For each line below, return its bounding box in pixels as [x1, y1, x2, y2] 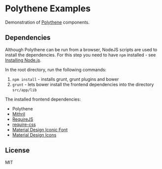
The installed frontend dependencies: [5, 96, 81, 102]
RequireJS [12, 116, 33, 122]
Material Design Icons [12, 132, 56, 138]
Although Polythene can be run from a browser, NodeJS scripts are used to [5, 46, 158, 52]
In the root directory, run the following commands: [5, 67, 107, 72]
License [5, 146, 30, 155]
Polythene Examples [5, 3, 91, 14]
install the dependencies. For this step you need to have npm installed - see [5, 52, 156, 58]
